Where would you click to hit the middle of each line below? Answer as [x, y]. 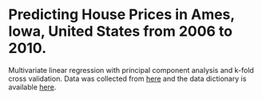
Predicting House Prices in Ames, [122, 15]
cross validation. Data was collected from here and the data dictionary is [127, 78]
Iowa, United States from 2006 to [121, 31]
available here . [32, 87]
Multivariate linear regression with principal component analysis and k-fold [131, 70]
